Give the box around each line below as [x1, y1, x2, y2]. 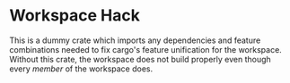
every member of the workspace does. [9, 63, 154, 74]
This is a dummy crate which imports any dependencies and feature [9, 35, 261, 46]
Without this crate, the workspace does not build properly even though [9, 54, 271, 64]
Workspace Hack [9, 5, 141, 26]
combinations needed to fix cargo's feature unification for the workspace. [9, 44, 283, 54]
